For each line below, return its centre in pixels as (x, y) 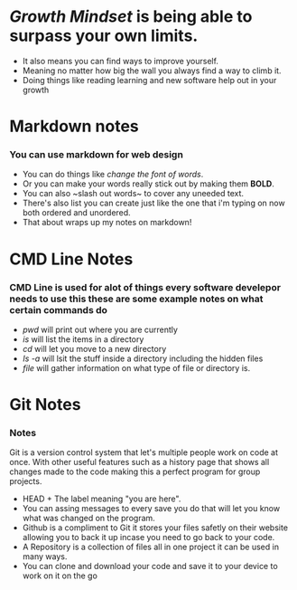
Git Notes (45, 405)
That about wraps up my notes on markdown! (107, 223)
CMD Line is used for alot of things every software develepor (145, 287)
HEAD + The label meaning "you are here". (102, 499)
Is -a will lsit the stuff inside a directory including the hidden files (143, 358)
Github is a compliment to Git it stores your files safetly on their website (155, 528)
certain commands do (59, 309)
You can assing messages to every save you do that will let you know (151, 509)
